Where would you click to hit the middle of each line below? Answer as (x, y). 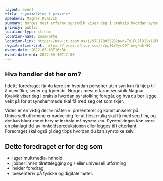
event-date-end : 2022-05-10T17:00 (40, 54)
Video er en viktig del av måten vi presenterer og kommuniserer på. (72, 111)
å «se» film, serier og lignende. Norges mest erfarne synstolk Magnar (74, 91)
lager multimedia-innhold (37, 158)
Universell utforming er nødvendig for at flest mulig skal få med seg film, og (81, 116)
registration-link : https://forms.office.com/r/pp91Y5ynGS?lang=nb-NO (78, 45)
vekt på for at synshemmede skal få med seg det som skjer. (65, 101)
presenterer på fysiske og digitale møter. (53, 173)
